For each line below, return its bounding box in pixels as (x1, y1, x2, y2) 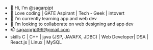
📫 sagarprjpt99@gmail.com (10, 27, 70, 32)
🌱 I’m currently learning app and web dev (10, 16, 97, 21)
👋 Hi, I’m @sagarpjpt (10, 5, 54, 11)
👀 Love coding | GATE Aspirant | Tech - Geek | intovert (10, 10, 125, 16)
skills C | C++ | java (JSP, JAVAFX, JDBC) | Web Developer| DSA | (10, 34, 149, 40)
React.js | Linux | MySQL (10, 39, 62, 45)
